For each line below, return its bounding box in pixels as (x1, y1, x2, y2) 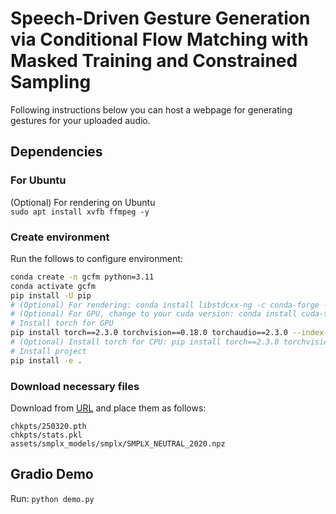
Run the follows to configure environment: (10, 252, 183, 264)
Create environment (10, 230, 110, 244)
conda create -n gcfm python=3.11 (10, 272, 155, 282)
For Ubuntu (10, 173, 67, 187)
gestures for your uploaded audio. (10, 114, 151, 126)
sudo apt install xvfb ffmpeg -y (10, 207, 150, 217)
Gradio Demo (10, 466, 94, 483)
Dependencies (10, 143, 103, 161)
